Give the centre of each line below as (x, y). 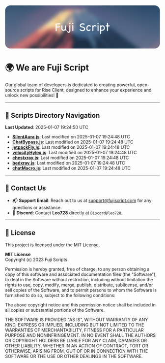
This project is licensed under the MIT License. (53, 245)
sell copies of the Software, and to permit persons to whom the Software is (81, 290)
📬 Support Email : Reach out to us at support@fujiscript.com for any (82, 200)
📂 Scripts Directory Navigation (53, 115)
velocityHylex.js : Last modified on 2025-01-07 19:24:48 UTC (74, 153)
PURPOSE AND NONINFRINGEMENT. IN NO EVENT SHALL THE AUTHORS (81, 335)
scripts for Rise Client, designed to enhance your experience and (86, 90)
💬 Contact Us (26, 188)
